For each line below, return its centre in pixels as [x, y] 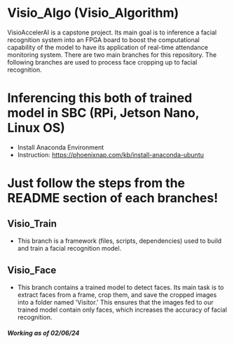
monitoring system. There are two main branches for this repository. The [112, 55]
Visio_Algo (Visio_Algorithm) [93, 13]
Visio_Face [32, 271]
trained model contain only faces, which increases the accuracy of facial [122, 310]
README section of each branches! [113, 198]
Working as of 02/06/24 [43, 333]
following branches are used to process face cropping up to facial [102, 62]
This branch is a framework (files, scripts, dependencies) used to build [119, 241]
